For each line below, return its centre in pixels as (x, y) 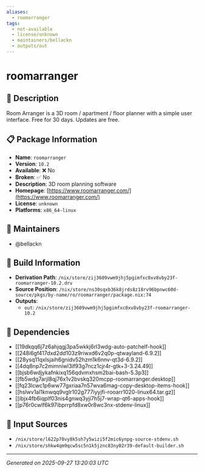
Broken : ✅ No (32, 177)
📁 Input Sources (37, 424)
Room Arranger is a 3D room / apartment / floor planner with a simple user (99, 113)
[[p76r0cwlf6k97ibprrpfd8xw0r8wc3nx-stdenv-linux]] (83, 405)
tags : (13, 23)
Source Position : (36, 289)
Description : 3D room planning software (66, 184)
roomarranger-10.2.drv (44, 283)
